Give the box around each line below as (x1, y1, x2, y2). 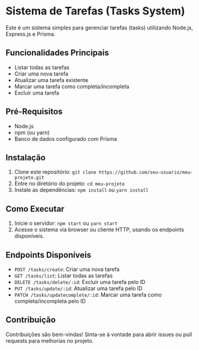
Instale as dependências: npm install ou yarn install (14, 186, 149, 194)
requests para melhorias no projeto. (5, 337, 94, 344)
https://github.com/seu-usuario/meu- (98, 170, 193, 176)
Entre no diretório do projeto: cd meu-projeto (14, 180, 125, 187)
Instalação (5, 152, 46, 162)
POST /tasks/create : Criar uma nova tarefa (14, 265, 120, 273)
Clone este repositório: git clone (14, 168, 97, 176)
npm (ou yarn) (14, 129, 50, 136)
